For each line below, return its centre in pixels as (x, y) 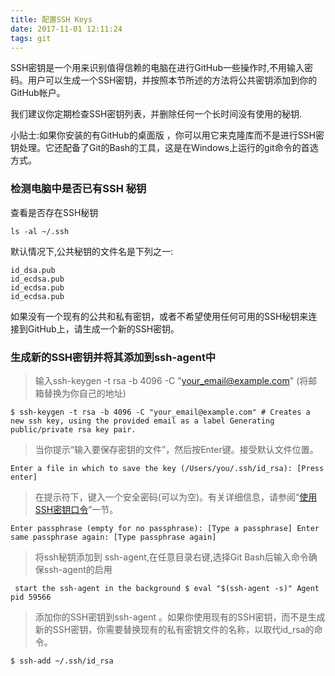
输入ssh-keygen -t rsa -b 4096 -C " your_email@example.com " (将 (171, 380)
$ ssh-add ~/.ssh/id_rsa (62, 661)
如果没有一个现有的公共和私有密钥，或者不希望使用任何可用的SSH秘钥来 (159, 316)
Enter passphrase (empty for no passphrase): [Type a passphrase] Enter (165, 528)
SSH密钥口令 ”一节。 (76, 509)
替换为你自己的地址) (85, 393)
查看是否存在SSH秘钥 (54, 212)
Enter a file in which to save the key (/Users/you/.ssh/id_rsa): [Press (167, 468)
